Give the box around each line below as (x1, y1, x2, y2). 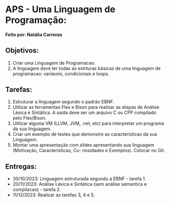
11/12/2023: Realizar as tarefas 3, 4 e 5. (12, 192, 95, 198)
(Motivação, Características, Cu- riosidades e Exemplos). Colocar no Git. (12, 148, 165, 154)
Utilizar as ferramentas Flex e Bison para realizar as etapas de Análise (12, 104, 159, 110)
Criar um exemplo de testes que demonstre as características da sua (12, 131, 157, 137)
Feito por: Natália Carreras (5, 32, 63, 38)
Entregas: (5, 162, 37, 171)
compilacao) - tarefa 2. (12, 187, 61, 193)
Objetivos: (5, 46, 39, 55)
